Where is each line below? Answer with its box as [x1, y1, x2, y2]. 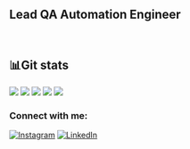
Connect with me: [9, 109, 88, 121]
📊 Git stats [9, 58, 70, 73]
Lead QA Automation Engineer [9, 7, 181, 22]
